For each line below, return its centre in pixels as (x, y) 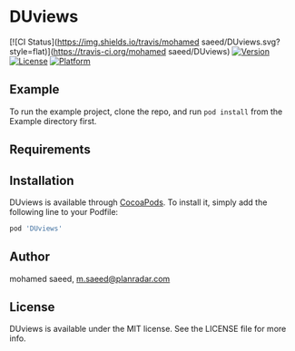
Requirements (50, 150)
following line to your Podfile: (64, 211)
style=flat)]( (32, 51)
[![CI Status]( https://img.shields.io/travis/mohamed (104, 42)
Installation (42, 180)
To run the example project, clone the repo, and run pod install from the (146, 112)
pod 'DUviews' (36, 229)
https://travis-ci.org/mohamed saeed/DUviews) (142, 51)
